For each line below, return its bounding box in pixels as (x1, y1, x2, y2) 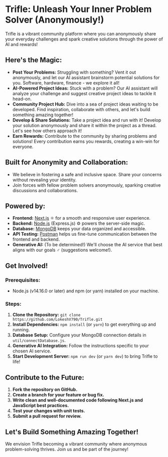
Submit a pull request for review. (12, 413, 82, 419)
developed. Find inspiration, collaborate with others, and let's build (12, 106, 150, 112)
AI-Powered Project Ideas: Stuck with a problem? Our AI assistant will (12, 85, 158, 91)
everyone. (12, 144, 34, 150)
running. (12, 327, 30, 333)
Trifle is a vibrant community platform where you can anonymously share (5, 31, 156, 37)
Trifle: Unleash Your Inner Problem (5, 4, 152, 15)
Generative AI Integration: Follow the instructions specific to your (12, 343, 149, 349)
